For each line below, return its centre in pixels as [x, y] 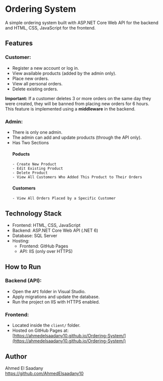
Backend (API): [23, 281]
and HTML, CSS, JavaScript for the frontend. [50, 27]
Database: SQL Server [35, 236]
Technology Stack [33, 213]
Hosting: [21, 241]
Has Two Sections [30, 142]
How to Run [23, 267]
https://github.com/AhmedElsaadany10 [44, 373]
